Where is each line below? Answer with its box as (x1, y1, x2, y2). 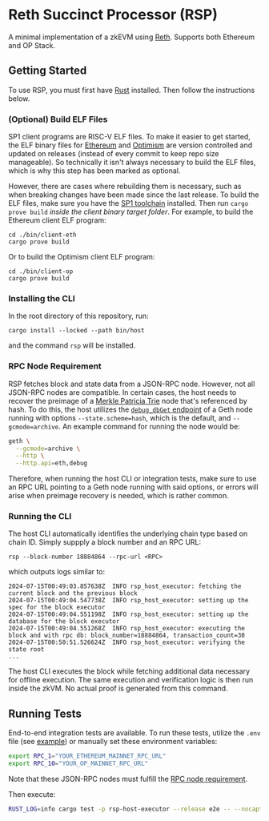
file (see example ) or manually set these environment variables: (8, 737, 218, 747)
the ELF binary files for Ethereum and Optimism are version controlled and (8, 140, 253, 150)
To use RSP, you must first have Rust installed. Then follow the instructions (8, 85, 255, 95)
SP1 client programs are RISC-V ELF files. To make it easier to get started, (8, 132, 251, 142)
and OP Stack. (8, 40, 56, 50)
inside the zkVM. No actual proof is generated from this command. (8, 683, 228, 694)
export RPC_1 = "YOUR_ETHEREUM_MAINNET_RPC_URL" (8, 752, 167, 760)
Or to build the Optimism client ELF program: (8, 252, 155, 262)
